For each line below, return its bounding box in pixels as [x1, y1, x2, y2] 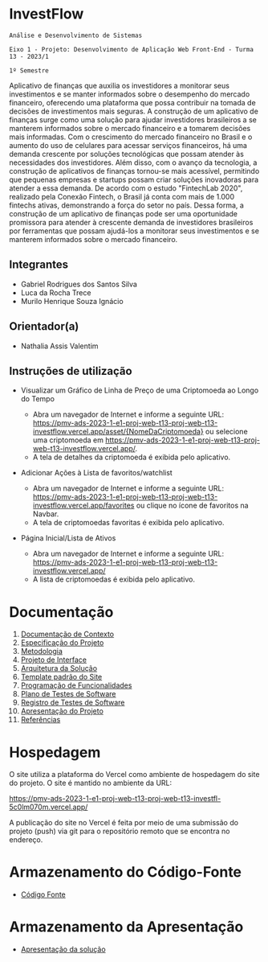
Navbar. [32, 509, 59, 519]
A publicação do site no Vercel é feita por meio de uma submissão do [9, 818, 239, 828]
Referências [20, 715, 61, 725]
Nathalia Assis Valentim [20, 341, 99, 351]
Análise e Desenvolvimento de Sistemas [9, 31, 143, 39]
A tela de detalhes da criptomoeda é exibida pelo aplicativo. [32, 452, 231, 462]
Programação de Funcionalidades [20, 680, 132, 690]
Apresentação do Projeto [20, 706, 104, 716]
